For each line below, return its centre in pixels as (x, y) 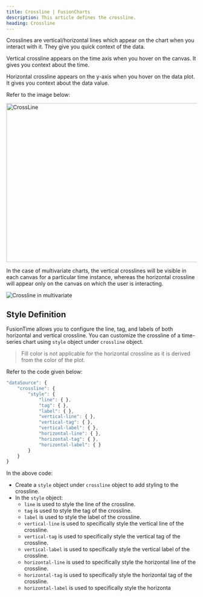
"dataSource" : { (27, 383)
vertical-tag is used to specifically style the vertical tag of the (102, 536)
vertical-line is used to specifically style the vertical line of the (104, 524)
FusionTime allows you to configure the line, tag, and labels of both (90, 329)
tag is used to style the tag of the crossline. (78, 511)
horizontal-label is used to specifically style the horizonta (97, 588)
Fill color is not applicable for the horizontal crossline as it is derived (106, 354)
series (14, 342)
